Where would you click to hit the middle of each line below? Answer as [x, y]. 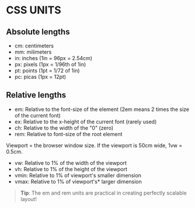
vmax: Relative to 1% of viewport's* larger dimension [78, 181]
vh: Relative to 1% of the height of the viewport [71, 169]
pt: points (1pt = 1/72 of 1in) [47, 70]
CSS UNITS [34, 10]
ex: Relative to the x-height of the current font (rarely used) [86, 122]
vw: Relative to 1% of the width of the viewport [71, 163]
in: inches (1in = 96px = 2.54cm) [53, 58]
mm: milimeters [33, 52]
